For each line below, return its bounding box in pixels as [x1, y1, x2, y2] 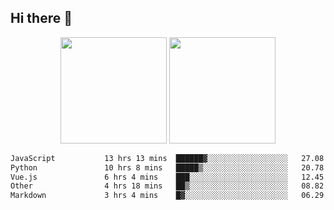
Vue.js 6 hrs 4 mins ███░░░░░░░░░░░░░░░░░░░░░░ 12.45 [10, 172, 325, 182]
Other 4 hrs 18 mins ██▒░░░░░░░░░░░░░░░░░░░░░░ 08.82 [10, 181, 325, 191]
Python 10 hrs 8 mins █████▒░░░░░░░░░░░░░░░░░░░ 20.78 [10, 162, 325, 173]
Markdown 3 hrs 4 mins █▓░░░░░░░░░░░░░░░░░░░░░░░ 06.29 [10, 191, 325, 201]
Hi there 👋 [10, 10, 73, 27]
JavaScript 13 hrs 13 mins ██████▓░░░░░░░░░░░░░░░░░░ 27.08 [10, 153, 325, 163]
